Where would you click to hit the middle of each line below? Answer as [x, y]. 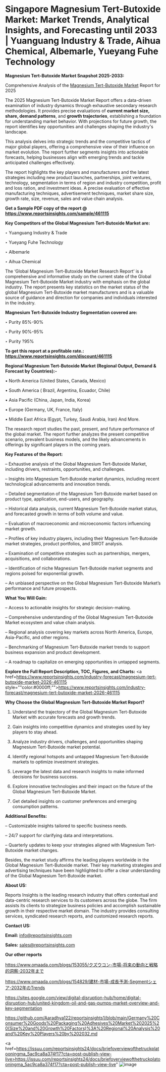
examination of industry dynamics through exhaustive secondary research [81, 105]
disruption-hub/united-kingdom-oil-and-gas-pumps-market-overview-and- [82, 1003]
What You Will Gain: [26, 598]
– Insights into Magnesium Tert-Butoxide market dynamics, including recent [82, 479]
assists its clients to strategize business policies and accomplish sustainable [83, 905]
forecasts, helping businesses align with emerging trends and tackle [75, 157]
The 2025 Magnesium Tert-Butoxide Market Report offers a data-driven [78, 100]
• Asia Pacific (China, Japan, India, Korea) [48, 400]
